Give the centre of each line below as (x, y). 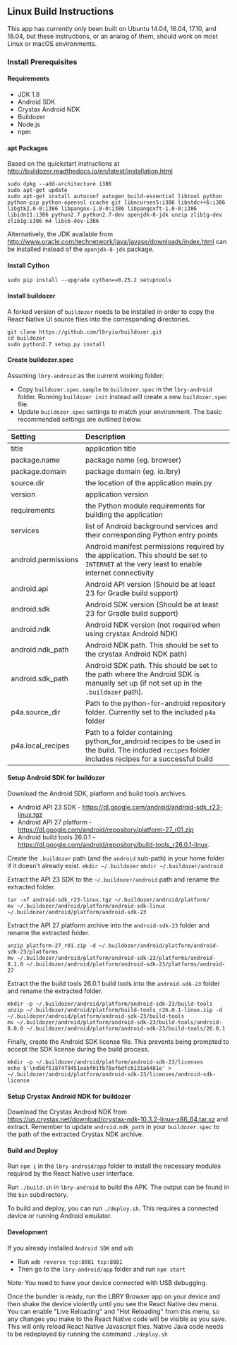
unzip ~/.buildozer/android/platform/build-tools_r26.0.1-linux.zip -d (115, 1010)
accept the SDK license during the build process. (78, 1049)
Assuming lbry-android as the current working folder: (86, 375)
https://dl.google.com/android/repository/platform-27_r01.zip (105, 829)
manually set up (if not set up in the (144, 683)
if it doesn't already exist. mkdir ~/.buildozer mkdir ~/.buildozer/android (115, 865)
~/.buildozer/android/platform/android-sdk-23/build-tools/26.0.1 (126, 1028)
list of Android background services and (152, 526)
